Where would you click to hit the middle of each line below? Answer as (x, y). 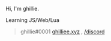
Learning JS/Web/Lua (32, 20)
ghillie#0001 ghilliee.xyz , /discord (62, 31)
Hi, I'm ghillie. (22, 9)
